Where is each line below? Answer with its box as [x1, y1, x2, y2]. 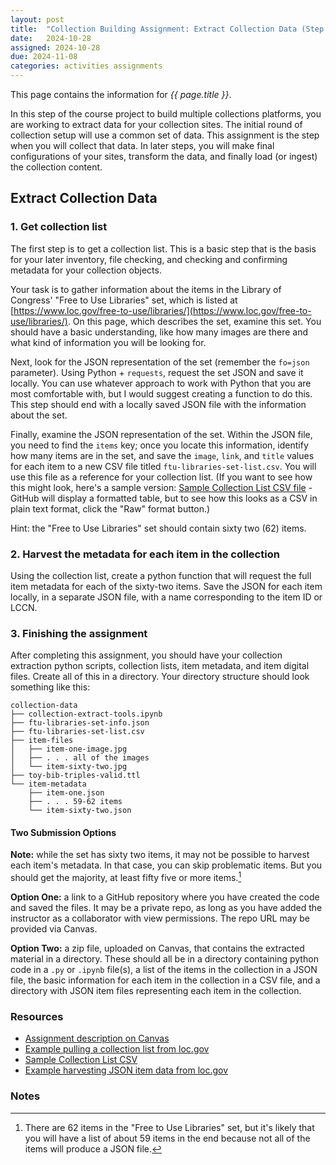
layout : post [10, 14, 65, 25]
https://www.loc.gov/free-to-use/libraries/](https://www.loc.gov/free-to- [13, 304, 312, 316]
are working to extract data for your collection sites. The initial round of [10, 119, 303, 130]
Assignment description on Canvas [24, 1032, 170, 1045]
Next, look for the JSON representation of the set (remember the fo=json [10, 356, 310, 368]
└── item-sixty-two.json [28, 806, 132, 816]
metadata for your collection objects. [10, 264, 162, 276]
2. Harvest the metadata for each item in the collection [10, 547, 280, 561]
